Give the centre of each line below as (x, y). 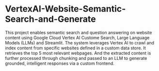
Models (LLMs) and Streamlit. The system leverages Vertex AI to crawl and (79, 43)
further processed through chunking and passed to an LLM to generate (76, 58)
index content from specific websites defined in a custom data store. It (76, 48)
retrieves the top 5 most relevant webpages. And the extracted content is (78, 53)
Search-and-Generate (50, 19)
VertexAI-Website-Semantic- (65, 9)
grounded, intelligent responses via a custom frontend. (60, 63)
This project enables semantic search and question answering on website (79, 32)
